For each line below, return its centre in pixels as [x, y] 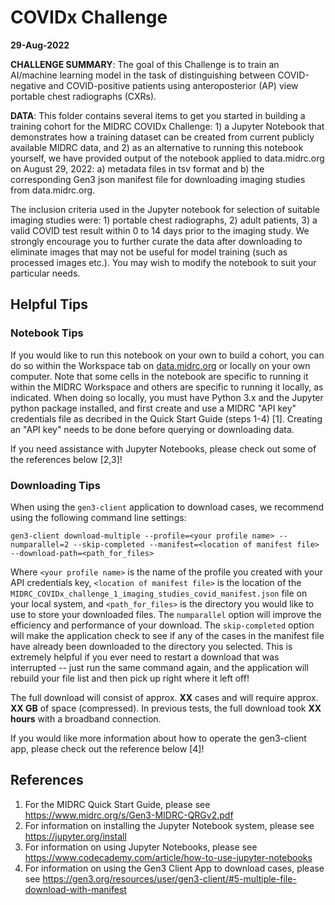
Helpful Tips [49, 304]
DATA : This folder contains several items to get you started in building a [158, 115]
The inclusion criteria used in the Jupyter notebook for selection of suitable [165, 209]
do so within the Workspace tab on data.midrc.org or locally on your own [160, 365]
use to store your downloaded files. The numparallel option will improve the [166, 614]
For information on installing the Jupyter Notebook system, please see [169, 825]
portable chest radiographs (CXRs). [83, 96]
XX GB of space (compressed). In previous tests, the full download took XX [166, 708]
